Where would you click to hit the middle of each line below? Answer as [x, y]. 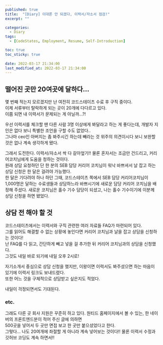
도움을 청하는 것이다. [50, 159]
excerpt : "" [17, 19]
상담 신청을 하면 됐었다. [27, 196]
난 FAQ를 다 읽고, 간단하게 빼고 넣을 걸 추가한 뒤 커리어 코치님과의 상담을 [74, 244]
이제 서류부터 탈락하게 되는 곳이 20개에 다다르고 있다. [56, 108]
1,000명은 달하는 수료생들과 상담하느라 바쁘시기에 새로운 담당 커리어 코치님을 [78, 184]
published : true [21, 10]
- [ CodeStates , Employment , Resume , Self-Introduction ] [67, 41]
